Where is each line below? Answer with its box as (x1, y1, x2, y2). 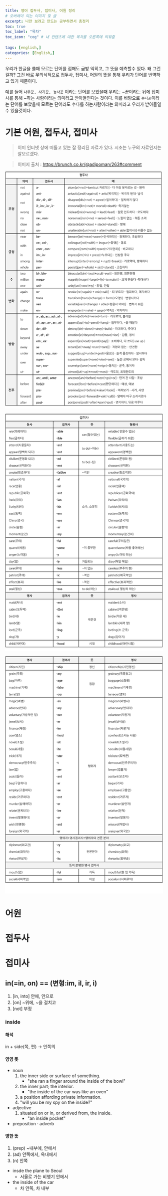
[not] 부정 (12, 1006, 32, 1012)
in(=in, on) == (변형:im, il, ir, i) (5, 979, 97, 987)
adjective (12, 1105, 31, 1111)
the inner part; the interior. (19, 1083, 74, 1090)
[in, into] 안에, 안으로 (12, 993, 54, 1000)
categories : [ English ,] (5, 50, 55, 55)
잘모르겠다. (17, 150, 39, 156)
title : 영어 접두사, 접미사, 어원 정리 (5, 8, 76, 13)
